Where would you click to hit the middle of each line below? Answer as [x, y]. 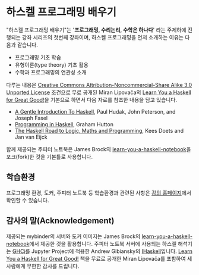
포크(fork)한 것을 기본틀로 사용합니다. [50, 157]
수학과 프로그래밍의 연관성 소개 [50, 72]
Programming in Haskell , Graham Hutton [64, 124]
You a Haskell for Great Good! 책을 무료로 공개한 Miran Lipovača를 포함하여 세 [99, 258]
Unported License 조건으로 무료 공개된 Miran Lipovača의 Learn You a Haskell [99, 92]
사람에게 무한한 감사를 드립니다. [43, 266]
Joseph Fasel [31, 118]
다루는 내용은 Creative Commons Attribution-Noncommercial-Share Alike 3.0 [99, 85]
